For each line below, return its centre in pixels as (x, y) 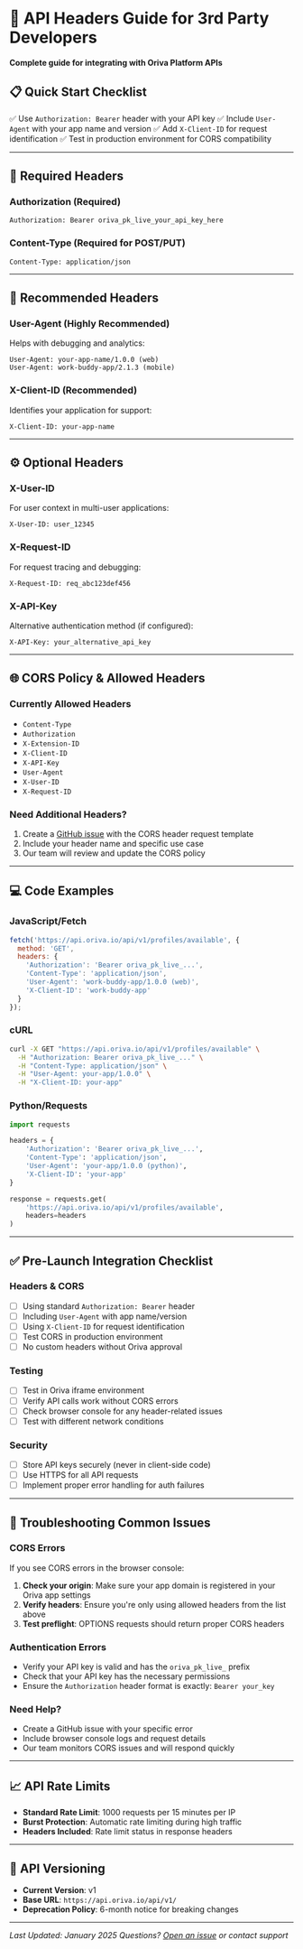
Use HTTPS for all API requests (80, 1475)
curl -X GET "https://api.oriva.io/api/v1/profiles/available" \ (134, 1049)
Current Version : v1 (59, 1890)
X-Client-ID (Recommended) (73, 390)
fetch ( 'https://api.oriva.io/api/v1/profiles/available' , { (125, 940)
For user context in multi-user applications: (89, 508)
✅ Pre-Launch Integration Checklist (111, 1261)
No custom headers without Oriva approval (102, 1347)
